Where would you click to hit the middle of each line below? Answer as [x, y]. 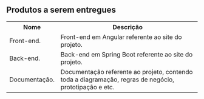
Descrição [127, 27]
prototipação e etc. [87, 87]
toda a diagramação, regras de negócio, [117, 80]
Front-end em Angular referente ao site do [121, 37]
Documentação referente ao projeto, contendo [127, 72]
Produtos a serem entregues [61, 10]
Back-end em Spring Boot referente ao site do [127, 54]
